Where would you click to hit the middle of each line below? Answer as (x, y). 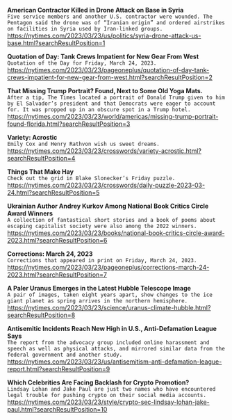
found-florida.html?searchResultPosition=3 (69, 124)
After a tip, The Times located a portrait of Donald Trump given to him (116, 97)
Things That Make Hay (41, 172)
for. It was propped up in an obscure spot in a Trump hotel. (99, 110)
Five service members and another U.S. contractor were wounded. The (110, 17)
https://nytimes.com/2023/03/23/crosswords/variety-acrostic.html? (104, 151)
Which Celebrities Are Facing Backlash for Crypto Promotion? (98, 382)
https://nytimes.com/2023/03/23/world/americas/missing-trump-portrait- (113, 116)
